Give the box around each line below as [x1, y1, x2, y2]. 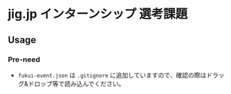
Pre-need [8, 54, 41, 64]
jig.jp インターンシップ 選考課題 [8, 6, 188, 22]
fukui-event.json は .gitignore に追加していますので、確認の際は [17, 71, 207, 79]
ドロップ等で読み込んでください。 [28, 80, 125, 88]
